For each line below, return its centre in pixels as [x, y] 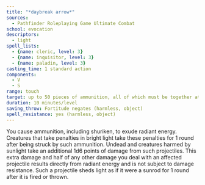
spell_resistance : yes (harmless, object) [61, 114]
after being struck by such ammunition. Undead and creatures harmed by [99, 145]
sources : [17, 18]
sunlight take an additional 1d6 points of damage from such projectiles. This [101, 151]
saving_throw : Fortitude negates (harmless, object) [75, 108]
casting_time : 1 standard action [49, 69]
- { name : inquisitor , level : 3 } [53, 57]
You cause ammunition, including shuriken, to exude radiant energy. [92, 131]
